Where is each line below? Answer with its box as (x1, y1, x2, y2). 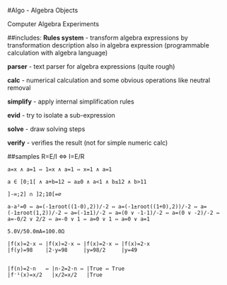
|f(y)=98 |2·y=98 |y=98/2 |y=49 (7, 247, 138, 254)
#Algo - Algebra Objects (7, 6, 78, 14)
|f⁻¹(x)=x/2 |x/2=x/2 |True (7, 272, 103, 279)
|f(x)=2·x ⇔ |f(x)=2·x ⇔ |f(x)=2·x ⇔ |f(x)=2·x (7, 240, 151, 247)
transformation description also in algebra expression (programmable (7, 41, 210, 49)
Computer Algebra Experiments (7, 20, 100, 28)
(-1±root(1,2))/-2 (7, 209, 62, 216)
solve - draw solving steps (7, 125, 86, 133)
